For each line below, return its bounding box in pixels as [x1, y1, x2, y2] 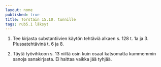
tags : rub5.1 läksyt [5, 21, 49, 27]
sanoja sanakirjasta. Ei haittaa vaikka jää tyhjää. [12, 56, 112, 62]
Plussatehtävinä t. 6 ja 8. [12, 41, 65, 47]
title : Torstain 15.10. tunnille [5, 17, 76, 22]
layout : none [5, 7, 33, 13]
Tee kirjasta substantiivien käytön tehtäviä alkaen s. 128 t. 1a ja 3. [12, 36, 149, 42]
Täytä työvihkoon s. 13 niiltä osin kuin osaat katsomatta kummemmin [12, 51, 156, 57]
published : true [5, 12, 40, 17]
